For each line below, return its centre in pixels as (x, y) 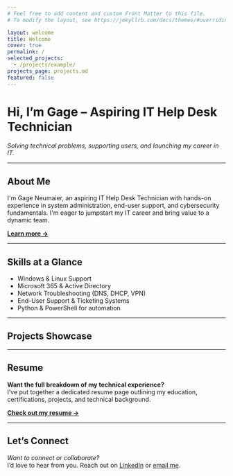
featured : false (31, 78)
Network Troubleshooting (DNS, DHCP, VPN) (81, 293)
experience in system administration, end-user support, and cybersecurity (113, 206)
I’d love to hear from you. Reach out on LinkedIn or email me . (94, 465)
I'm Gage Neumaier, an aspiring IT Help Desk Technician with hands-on (109, 198)
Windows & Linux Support (54, 279)
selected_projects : (35, 59)
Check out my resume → (43, 412)
